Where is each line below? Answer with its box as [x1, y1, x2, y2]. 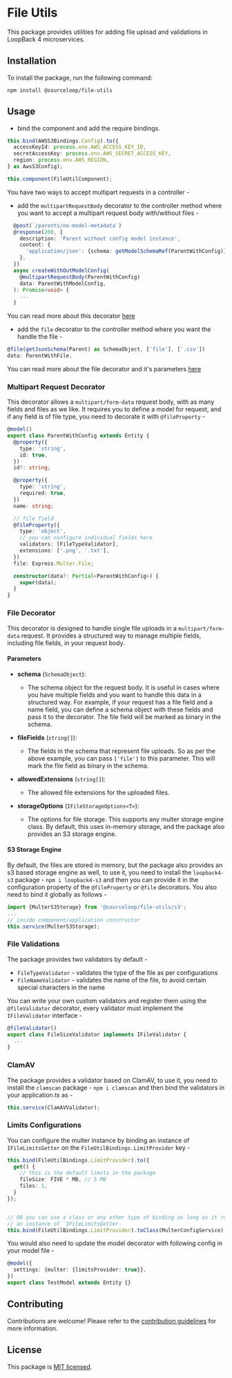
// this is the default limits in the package [19, 1170, 156, 1177]
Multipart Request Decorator [7, 382, 106, 391]
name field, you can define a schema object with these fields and [27, 705, 213, 714]
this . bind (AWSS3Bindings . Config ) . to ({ [7, 137, 119, 145]
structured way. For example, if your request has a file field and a [27, 698, 213, 706]
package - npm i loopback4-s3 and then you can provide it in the [14, 875, 199, 884]
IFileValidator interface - [7, 1011, 83, 1019]
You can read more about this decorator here [7, 312, 135, 320]
